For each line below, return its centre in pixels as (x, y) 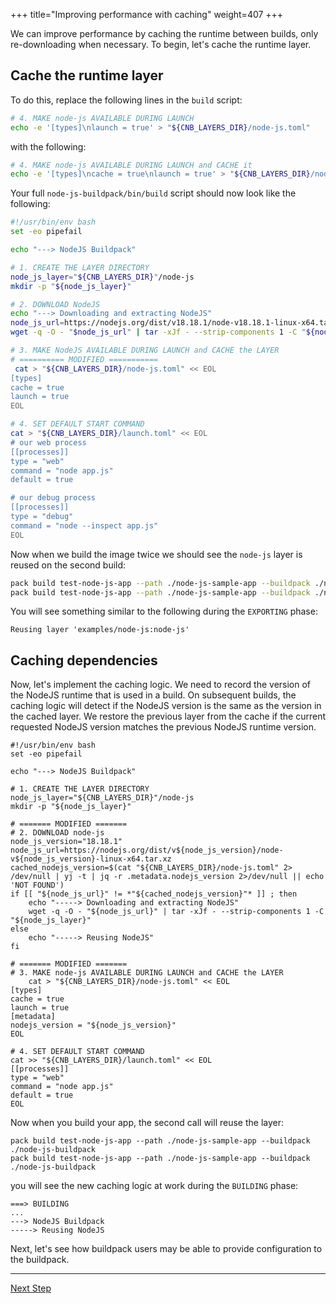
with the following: (48, 146)
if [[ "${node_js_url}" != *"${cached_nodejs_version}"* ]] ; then (154, 894)
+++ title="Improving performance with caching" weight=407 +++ (147, 14)
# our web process (48, 442)
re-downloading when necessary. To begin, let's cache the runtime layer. (161, 44)
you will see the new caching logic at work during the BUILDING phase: (154, 1186)
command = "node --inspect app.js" (84, 525)
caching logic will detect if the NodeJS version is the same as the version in (166, 706)
